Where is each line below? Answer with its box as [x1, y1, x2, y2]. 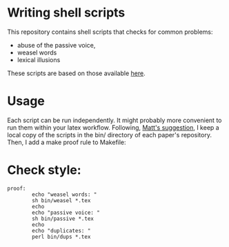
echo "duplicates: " [32, 227, 91, 234]
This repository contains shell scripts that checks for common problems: [7, 28, 213, 36]
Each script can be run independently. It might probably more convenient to [7, 116, 222, 124]
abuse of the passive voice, [17, 41, 96, 49]
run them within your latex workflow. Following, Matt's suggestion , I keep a [7, 123, 219, 132]
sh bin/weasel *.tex [32, 197, 91, 204]
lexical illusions [17, 55, 61, 63]
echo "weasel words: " [32, 191, 97, 198]
